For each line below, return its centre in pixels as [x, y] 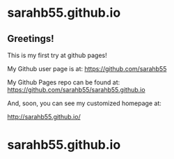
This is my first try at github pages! [57, 55]
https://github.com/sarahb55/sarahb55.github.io [76, 90]
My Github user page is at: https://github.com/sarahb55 [87, 69]
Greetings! [31, 39]
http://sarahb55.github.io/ [44, 117]
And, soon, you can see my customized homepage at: [85, 103]
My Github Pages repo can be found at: [64, 82]
